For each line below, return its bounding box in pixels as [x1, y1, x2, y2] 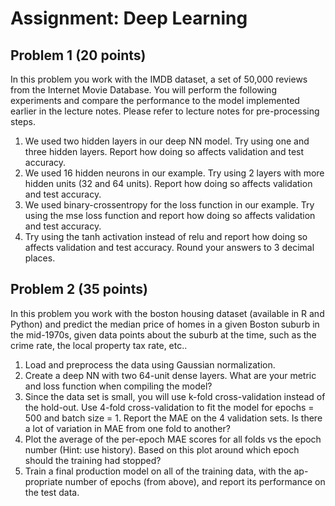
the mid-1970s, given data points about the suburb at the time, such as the [10, 328, 317, 341]
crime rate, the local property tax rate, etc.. [10, 339, 188, 351]
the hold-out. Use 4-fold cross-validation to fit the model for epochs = [24, 401, 315, 413]
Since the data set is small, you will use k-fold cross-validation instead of [24, 390, 326, 402]
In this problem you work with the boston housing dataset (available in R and [10, 307, 325, 319]
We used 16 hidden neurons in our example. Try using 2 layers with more [24, 167, 325, 179]
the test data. [24, 486, 80, 498]
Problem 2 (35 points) [10, 281, 148, 298]
